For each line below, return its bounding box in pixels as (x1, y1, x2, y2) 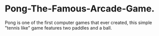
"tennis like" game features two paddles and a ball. (5, 24, 112, 30)
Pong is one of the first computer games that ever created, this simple (5, 19, 152, 25)
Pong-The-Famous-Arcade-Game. (5, 3, 155, 14)
